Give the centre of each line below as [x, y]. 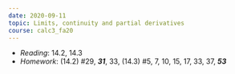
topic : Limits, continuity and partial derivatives [96, 23]
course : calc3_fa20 [41, 30]
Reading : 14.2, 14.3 [51, 53]
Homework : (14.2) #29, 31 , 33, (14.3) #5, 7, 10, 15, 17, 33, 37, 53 [123, 61]
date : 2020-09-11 [37, 16]
